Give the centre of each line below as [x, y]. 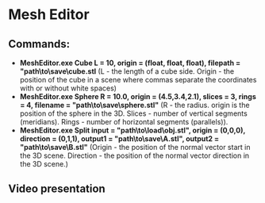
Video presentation [57, 189]
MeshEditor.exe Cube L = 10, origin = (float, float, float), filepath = [130, 63]
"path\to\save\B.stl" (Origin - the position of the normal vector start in [135, 147]
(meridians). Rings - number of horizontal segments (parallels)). [124, 122]
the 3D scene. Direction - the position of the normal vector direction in [134, 155]
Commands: [39, 44]
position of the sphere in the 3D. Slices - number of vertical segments [133, 113]
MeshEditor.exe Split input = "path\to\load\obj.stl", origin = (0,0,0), [132, 130]
